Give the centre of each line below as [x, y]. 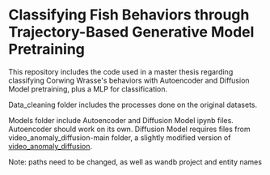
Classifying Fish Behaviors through [129, 15]
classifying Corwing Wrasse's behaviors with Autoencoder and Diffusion [129, 80]
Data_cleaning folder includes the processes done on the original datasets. [133, 105]
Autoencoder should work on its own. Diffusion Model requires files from [129, 129]
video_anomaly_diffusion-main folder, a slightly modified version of [120, 137]
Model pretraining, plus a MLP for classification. [88, 89]
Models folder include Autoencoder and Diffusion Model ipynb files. [121, 120]
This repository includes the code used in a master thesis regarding [121, 71]
